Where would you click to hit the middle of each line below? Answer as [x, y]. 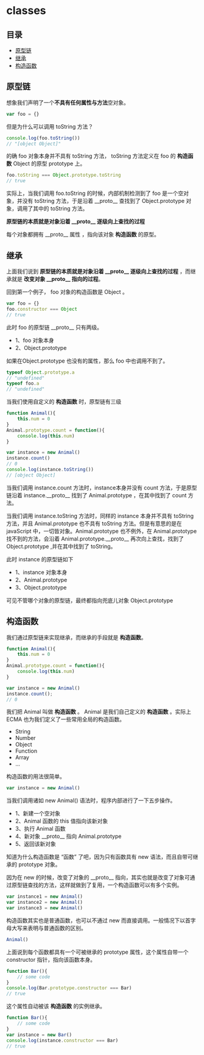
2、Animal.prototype [41, 580]
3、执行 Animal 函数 [40, 829]
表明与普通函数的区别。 [57, 928]
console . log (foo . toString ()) [43, 138]
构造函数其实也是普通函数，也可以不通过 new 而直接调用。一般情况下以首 [98, 920]
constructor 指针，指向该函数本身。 [51, 959]
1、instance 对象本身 [41, 572]
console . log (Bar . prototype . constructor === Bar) [69, 988]
